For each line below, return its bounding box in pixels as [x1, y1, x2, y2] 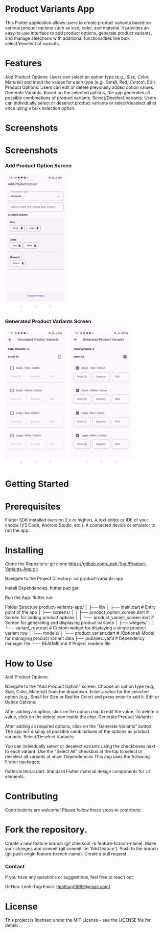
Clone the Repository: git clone [5, 561, 68, 567]
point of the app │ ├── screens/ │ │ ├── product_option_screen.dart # [5, 609, 149, 615]
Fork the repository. [5, 824, 88, 835]
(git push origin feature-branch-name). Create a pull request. [5, 851, 128, 857]
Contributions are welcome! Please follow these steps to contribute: [5, 807, 142, 813]
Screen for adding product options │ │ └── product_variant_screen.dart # [5, 615, 154, 621]
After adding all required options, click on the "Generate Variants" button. [5, 724, 153, 729]
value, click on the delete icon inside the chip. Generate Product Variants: [5, 714, 153, 720]
